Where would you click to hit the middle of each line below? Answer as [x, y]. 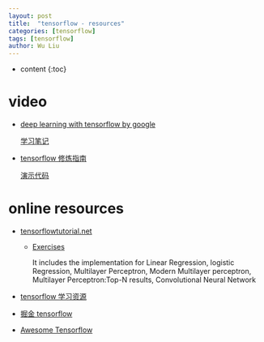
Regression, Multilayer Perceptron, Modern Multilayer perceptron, [142, 271]
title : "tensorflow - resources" [67, 24]
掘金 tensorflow [46, 314]
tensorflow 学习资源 [53, 296]
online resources [66, 209]
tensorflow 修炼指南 [53, 158]
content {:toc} [43, 69]
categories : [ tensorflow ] [52, 31]
